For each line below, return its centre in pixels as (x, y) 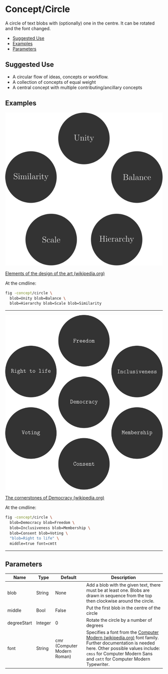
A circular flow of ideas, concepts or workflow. (60, 77)
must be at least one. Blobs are (118, 590)
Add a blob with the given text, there (123, 585)
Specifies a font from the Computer (122, 632)
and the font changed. (28, 28)
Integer (43, 623)
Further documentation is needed (120, 643)
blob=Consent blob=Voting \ (39, 533)
